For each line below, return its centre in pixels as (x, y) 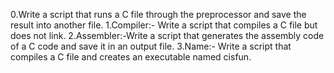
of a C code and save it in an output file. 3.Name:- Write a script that (151, 46)
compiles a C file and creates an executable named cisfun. (131, 57)
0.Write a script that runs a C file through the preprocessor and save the (158, 14)
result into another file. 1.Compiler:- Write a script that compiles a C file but (164, 25)
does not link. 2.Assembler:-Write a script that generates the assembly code (167, 35)
